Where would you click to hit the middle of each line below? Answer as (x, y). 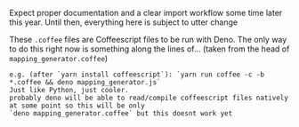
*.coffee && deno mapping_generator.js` (85, 83)
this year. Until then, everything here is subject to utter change (124, 22)
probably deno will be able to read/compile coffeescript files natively (149, 98)
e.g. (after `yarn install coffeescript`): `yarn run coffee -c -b (137, 75)
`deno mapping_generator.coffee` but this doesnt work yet (121, 114)
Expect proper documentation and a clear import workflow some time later (146, 13)
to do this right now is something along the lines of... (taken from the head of (149, 49)
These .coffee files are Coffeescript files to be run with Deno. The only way (148, 40)
